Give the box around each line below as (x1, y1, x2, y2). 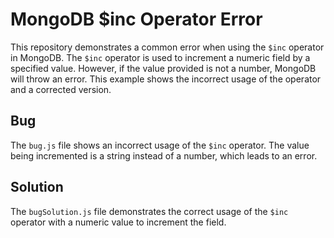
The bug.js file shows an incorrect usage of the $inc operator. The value (10, 139, 310, 151)
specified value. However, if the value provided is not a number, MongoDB (10, 62, 317, 74)
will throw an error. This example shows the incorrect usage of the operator (10, 73, 322, 85)
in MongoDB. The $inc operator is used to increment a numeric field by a (10, 51, 311, 63)
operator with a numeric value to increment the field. (10, 216, 227, 228)
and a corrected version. (10, 83, 112, 95)
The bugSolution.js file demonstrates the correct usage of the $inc (10, 205, 289, 217)
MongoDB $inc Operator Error (10, 8, 263, 31)
